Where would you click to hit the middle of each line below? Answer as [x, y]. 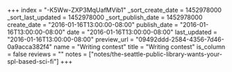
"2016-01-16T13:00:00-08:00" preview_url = [71, 39]
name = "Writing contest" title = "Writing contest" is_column [139, 47]
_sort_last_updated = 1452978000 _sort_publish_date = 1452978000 [105, 17]
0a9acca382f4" [30, 47]
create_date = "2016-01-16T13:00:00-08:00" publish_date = [93, 25]
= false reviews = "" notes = [47, 54]
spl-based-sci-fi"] [33, 61]
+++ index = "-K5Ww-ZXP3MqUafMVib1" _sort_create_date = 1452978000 [115, 10]
